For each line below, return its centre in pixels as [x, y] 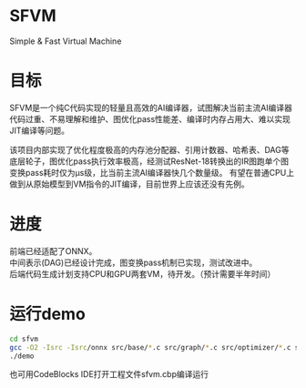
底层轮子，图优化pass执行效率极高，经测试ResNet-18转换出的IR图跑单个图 [149, 161]
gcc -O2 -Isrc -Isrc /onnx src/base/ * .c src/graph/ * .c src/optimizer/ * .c [150, 347]
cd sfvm [24, 339]
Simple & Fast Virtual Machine [66, 41]
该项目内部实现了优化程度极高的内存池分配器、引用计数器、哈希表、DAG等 [149, 149]
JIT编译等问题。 [40, 130]
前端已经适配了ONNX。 [53, 250]
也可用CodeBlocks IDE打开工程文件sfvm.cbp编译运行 [109, 374]
